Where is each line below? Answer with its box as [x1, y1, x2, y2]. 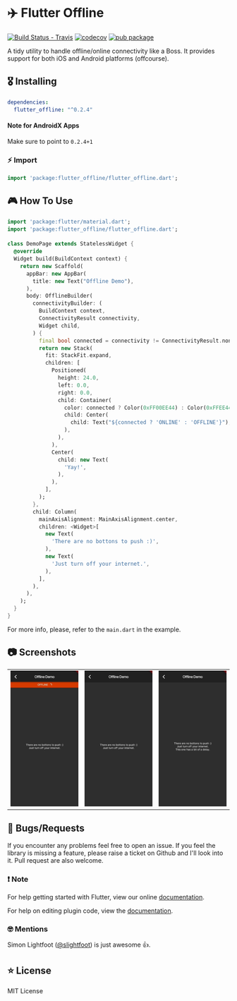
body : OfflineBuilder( [25, 293, 93, 300]
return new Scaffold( [20, 262, 83, 269]
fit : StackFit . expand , [44, 352, 112, 359]
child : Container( [57, 396, 112, 404]
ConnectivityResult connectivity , [38, 315, 140, 322]
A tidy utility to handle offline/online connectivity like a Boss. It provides [7, 47, 215, 55]
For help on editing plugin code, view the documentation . [7, 906, 174, 915]
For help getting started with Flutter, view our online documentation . [7, 893, 205, 902]
